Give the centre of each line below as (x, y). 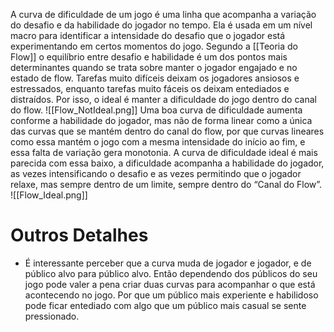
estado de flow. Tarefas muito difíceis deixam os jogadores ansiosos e (155, 78)
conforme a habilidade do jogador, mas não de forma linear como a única (161, 120)
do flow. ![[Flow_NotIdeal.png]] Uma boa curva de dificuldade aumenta (156, 110)
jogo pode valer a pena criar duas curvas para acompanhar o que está (170, 284)
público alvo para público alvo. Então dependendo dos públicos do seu (171, 273)
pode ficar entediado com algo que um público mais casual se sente (165, 305)
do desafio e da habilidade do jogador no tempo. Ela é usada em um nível (161, 25)
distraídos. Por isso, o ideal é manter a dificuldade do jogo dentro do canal (163, 99)
